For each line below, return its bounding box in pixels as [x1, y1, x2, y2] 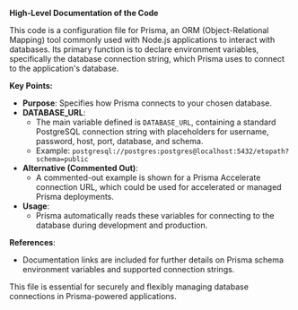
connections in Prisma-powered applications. [9, 291, 177, 301]
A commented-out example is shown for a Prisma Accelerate [35, 172, 261, 183]
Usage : [22, 201, 50, 211]
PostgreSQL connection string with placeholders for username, [35, 126, 269, 137]
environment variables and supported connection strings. [22, 264, 235, 274]
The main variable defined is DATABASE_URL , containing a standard [35, 116, 276, 127]
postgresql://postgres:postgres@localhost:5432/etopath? [71, 147, 290, 156]
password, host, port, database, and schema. [35, 136, 204, 146]
